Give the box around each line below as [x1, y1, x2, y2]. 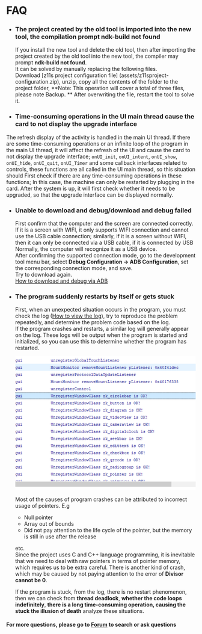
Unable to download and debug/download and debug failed [14, 206, 192, 214]
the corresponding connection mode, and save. [14, 265, 133, 272]
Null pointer [23, 514, 53, 521]
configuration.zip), [14, 78, 61, 85]
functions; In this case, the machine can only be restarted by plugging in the [6, 178, 195, 185]
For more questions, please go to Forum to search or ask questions [6, 621, 177, 629]
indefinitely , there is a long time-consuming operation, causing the [14, 601, 186, 608]
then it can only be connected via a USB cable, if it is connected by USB [14, 239, 194, 247]
